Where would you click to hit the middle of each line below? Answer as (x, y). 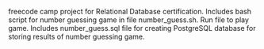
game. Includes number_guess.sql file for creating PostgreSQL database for (132, 28)
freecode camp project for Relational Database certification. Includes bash (130, 11)
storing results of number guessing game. (77, 36)
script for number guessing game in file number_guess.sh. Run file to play (129, 20)
